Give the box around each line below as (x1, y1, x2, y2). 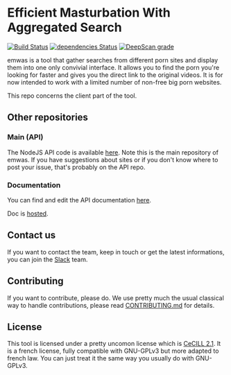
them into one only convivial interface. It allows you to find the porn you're (7, 63, 220, 71)
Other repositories (7, 112, 89, 123)
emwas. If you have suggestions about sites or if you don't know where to (7, 155, 219, 164)
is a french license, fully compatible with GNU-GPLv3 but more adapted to (7, 347, 219, 355)
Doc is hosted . (7, 209, 49, 218)
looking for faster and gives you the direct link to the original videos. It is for (7, 71, 223, 79)
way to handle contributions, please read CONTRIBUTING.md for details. (7, 301, 215, 309)
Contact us (7, 229, 56, 241)
